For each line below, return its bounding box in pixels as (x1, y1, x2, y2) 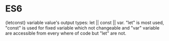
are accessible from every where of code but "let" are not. (5, 30, 127, 36)
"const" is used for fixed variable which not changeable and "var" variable (5, 24, 160, 30)
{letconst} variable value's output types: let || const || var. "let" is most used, (5, 19, 164, 25)
